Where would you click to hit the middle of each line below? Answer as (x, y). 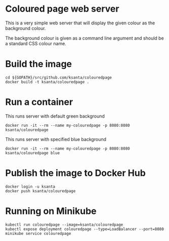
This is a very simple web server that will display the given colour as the (80, 23)
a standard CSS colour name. (36, 43)
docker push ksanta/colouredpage (40, 191)
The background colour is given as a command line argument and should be (85, 38)
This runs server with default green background (55, 116)
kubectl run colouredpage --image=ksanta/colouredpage (64, 225)
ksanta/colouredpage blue (32, 153)
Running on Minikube (51, 211)
